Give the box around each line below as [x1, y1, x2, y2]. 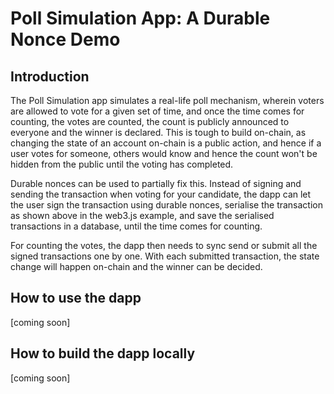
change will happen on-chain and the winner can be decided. [10, 261, 263, 272]
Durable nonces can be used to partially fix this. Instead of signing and [10, 178, 302, 189]
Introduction [10, 68, 90, 85]
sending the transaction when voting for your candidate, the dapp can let [10, 188, 312, 200]
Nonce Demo [10, 28, 121, 51]
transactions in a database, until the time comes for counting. [10, 220, 263, 232]
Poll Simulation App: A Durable [10, 7, 271, 30]
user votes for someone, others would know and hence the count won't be [10, 148, 318, 159]
